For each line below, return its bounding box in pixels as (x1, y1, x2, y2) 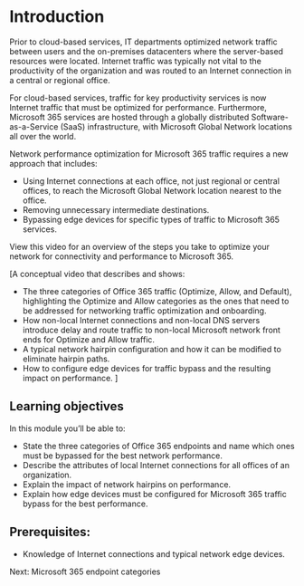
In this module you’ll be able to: (9, 423, 126, 434)
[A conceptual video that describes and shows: (9, 268, 185, 279)
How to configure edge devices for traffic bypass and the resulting (22, 362, 271, 373)
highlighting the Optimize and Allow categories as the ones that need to (22, 295, 290, 306)
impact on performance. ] (22, 372, 119, 383)
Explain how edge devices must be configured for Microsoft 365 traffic (22, 488, 287, 499)
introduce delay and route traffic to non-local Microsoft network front (22, 324, 280, 335)
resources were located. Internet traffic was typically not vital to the (9, 55, 262, 66)
